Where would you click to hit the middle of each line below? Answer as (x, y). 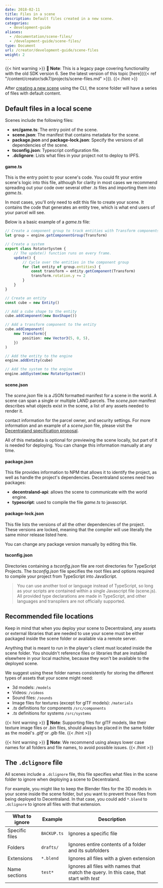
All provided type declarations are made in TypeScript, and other (81, 596)
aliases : (14, 32)
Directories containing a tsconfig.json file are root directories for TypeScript (81, 566)
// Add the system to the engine (39, 369)
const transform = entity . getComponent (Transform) (83, 271)
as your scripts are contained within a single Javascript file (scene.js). (87, 591)
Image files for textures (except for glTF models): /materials (73, 703)
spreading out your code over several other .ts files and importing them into (81, 188)
